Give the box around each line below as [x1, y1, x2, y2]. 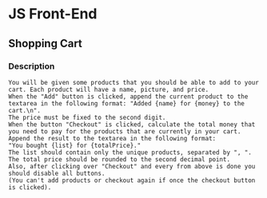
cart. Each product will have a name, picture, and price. [8, 85, 209, 93]
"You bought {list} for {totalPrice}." [8, 141, 141, 149]
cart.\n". [8, 106, 42, 114]
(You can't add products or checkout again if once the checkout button [8, 176, 256, 184]
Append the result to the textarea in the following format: [8, 134, 217, 142]
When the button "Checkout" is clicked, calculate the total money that [8, 121, 256, 129]
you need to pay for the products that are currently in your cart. [8, 127, 241, 136]
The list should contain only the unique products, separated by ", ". [8, 148, 252, 156]
